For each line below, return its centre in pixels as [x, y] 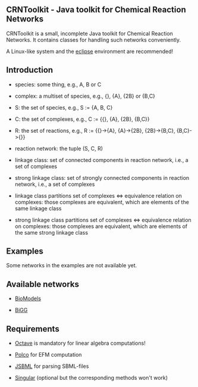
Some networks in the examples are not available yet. [72, 266]
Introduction [30, 70]
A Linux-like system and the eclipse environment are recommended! [90, 51]
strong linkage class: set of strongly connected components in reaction [102, 177]
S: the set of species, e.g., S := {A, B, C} [64, 107]
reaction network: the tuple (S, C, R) [59, 148]
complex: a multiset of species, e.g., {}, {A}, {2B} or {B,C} [85, 96]
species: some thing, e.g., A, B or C [58, 84]
